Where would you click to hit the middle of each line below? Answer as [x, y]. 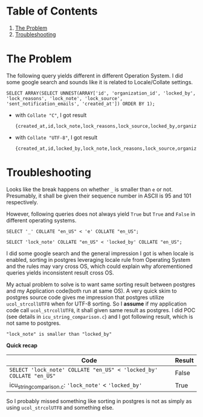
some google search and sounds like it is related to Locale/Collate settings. [100, 82]
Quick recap [22, 345]
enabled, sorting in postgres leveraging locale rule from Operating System [98, 259]
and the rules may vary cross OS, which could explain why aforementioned [99, 266]
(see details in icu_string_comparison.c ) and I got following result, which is [100, 316]
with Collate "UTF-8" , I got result [56, 137]
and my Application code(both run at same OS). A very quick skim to [92, 291]
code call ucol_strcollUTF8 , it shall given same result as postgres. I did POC [101, 310]
